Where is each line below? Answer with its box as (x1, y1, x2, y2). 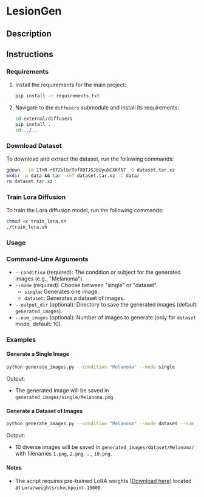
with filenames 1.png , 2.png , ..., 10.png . (15, 450, 112, 457)
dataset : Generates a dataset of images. (24, 294, 125, 302)
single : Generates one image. (24, 288, 99, 295)
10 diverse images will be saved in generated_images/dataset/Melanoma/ (15, 443, 194, 451)
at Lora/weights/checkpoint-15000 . (15, 484, 102, 491)
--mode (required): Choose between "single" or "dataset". (15, 281, 158, 288)
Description (6, 29, 52, 39)
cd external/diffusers (15, 116, 73, 122)
